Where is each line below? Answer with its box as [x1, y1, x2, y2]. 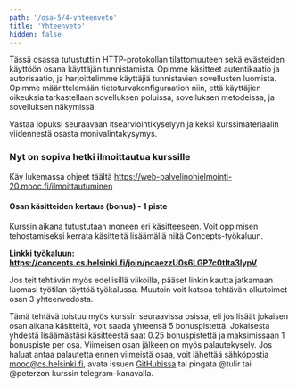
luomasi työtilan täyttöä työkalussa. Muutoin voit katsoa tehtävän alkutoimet [9, 283, 288, 295]
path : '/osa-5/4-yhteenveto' [9, 13, 118, 22]
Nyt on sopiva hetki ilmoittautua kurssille [9, 151, 191, 164]
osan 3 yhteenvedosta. [9, 293, 94, 304]
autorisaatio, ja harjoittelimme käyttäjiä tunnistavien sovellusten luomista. [9, 73, 277, 84]
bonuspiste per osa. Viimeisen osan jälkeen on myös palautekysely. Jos [9, 339, 273, 349]
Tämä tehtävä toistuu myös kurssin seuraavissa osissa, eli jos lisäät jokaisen [9, 310, 289, 322]
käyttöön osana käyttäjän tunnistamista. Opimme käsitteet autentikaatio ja [9, 63, 280, 74]
